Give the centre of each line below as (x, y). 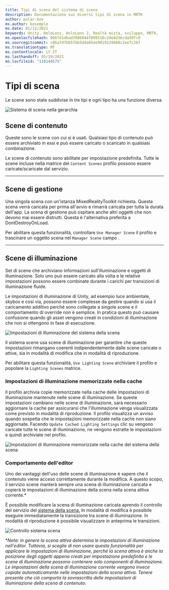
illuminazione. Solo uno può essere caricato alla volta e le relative (73, 276)
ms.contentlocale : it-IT (31, 52)
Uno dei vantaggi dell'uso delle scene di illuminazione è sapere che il (77, 474)
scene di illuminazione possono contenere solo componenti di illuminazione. (84, 562)
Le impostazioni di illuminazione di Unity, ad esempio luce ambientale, (78, 296)
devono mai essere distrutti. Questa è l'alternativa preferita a (68, 217)
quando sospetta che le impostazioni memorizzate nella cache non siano (81, 419)
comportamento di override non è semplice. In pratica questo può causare (82, 312)
